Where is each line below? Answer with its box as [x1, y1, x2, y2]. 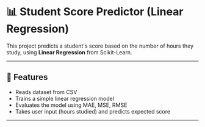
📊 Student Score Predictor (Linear [6, 5, 184, 19]
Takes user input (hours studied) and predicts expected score [15, 107, 171, 115]
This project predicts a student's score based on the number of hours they [6, 42, 194, 49]
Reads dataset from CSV [15, 88, 77, 95]
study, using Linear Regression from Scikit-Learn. [6, 48, 132, 56]
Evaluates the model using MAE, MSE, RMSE [15, 101, 128, 109]
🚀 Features [6, 72, 48, 82]
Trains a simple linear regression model [15, 95, 115, 102]
